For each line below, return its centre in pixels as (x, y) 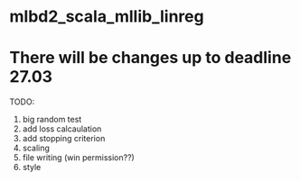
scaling (36, 148)
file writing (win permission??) (79, 158)
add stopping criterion (64, 139)
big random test (52, 120)
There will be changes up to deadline (150, 58)
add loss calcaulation (62, 129)
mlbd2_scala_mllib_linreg (107, 17)
